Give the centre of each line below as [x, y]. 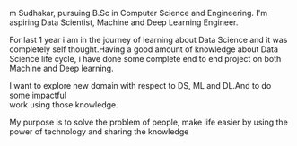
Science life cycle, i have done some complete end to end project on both [145, 59]
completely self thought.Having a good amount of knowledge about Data [144, 49]
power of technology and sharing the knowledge [99, 132]
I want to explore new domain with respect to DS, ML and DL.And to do [140, 86]
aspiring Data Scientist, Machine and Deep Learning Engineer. [124, 22]
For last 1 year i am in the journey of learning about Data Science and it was [148, 40]
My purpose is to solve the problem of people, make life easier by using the [149, 122]
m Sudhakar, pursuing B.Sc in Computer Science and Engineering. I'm [138, 13]
